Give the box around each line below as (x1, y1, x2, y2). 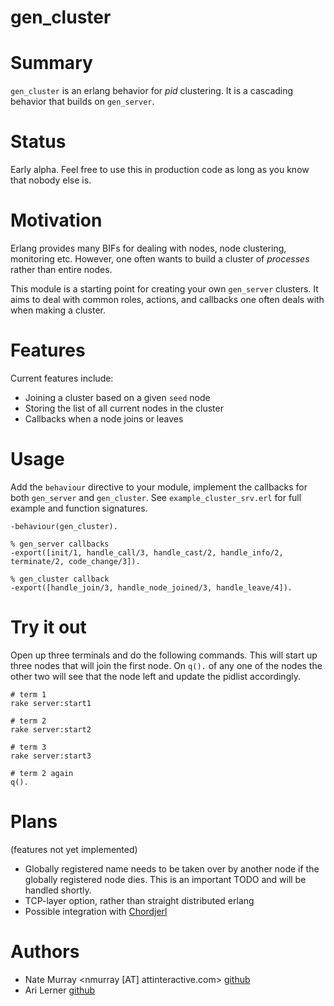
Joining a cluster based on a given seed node (24, 391, 211, 403)
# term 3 (10, 742, 47, 752)
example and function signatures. (10, 502, 148, 514)
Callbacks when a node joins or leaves (24, 412, 184, 425)
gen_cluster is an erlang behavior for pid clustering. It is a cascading (10, 85, 294, 97)
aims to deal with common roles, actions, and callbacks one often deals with (10, 294, 325, 305)
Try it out (10, 616, 87, 639)
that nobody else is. (10, 174, 92, 186)
